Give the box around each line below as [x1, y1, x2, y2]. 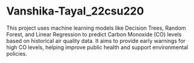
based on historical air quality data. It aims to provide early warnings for [6, 37, 186, 44]
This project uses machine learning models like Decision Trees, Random [6, 24, 186, 31]
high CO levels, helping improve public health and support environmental [6, 44, 189, 51]
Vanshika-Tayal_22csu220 [6, 4, 144, 18]
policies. [6, 50, 27, 57]
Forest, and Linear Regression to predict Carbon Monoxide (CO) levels [6, 30, 182, 38]
